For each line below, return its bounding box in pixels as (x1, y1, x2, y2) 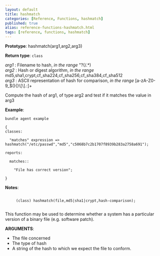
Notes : (5, 185, 19, 190)
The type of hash (12, 240, 47, 246)
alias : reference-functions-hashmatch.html (5, 25, 95, 30)
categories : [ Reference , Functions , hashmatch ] (5, 16, 104, 21)
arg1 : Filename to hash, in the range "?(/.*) (5, 62, 91, 68)
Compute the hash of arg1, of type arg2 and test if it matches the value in (5, 92, 152, 98)
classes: (5, 129, 23, 134)
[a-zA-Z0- (135, 78, 156, 83)
